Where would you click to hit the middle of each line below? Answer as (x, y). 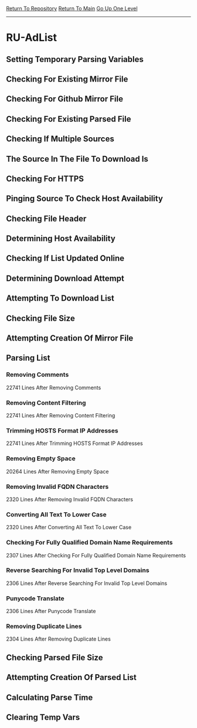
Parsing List (28, 358)
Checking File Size (40, 318)
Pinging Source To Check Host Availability (84, 199)
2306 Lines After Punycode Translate (51, 611)
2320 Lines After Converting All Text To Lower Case (69, 528)
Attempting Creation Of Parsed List (71, 677)
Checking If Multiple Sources (60, 139)
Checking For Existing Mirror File (67, 79)
